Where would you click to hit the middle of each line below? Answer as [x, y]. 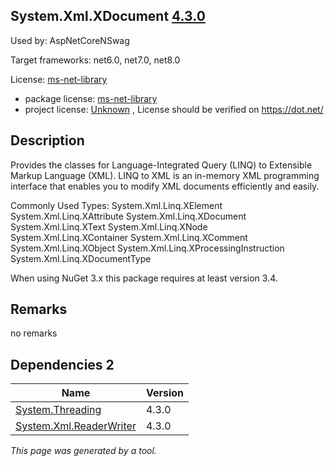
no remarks [34, 333]
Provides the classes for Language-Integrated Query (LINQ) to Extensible [161, 165]
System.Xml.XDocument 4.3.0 [108, 16]
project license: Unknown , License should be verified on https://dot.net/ [174, 109]
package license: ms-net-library [91, 98]
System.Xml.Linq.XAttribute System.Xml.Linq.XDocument [128, 216]
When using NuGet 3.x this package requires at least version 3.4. [144, 278]
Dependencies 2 [62, 364]
